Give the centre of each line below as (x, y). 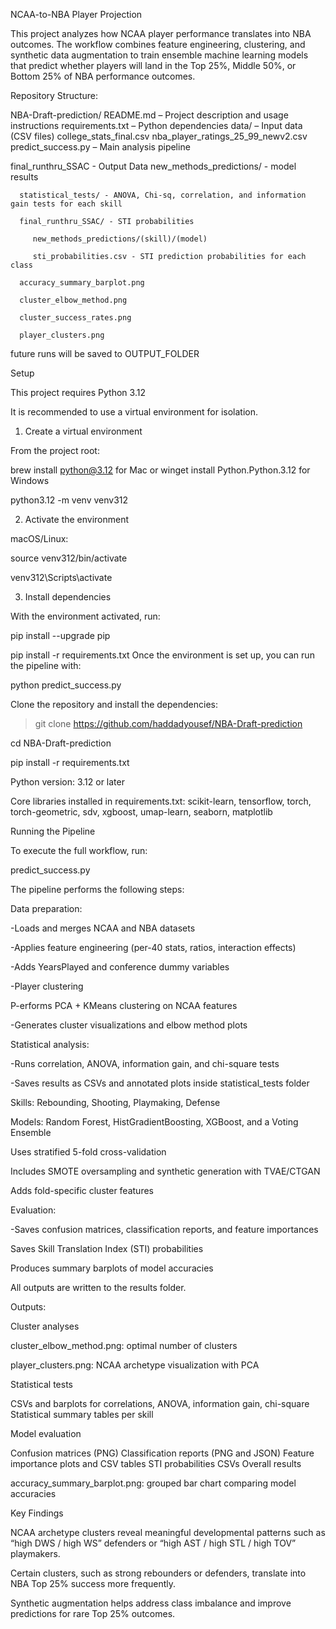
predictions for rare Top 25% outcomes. (93, 1613)
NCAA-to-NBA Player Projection (76, 14)
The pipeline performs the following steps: (97, 889)
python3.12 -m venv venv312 (69, 500)
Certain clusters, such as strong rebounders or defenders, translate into (158, 1573)
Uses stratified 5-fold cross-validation (88, 1152)
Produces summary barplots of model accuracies (112, 1268)
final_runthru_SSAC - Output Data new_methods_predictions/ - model (153, 166)
